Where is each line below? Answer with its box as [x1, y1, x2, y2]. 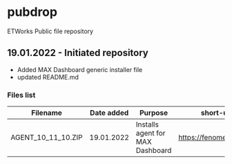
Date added [89, 108, 129, 118]
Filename [30, 108, 62, 118]
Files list [7, 90, 36, 100]
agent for [135, 129, 166, 138]
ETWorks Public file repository [7, 27, 94, 35]
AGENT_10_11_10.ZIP [10, 133, 83, 143]
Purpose [139, 108, 168, 118]
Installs [135, 120, 159, 129]
